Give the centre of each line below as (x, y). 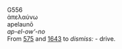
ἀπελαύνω (23, 17)
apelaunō (20, 24)
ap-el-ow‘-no (26, 31)
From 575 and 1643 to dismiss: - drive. (61, 39)
